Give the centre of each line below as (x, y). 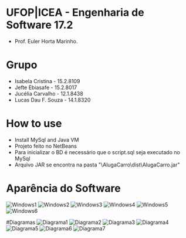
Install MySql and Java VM (47, 140)
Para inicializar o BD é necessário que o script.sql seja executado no (97, 152)
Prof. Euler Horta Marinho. (46, 41)
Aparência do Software (64, 188)
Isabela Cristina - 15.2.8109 (47, 81)
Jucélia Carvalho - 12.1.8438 (49, 93)
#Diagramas (21, 222)
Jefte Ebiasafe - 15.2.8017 (46, 87)
